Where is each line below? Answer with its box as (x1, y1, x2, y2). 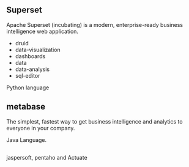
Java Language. (6, 136, 47, 143)
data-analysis (15, 65, 50, 73)
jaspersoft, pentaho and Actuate (6, 154, 87, 161)
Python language (6, 84, 50, 91)
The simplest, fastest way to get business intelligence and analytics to (6, 117, 183, 125)
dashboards (15, 52, 46, 60)
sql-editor (15, 72, 40, 79)
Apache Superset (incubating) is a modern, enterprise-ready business (6, 21, 183, 28)
